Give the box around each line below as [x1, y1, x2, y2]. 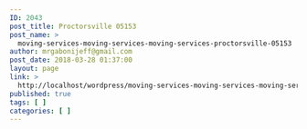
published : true [9, 89, 71, 98]
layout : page [9, 64, 59, 74]
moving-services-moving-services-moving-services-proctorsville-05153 [17, 38, 292, 48]
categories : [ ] [9, 106, 71, 115]
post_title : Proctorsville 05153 [9, 22, 137, 31]
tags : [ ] [9, 97, 48, 107]
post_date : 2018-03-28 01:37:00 [9, 55, 132, 64]
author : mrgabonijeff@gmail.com [9, 47, 132, 56]
